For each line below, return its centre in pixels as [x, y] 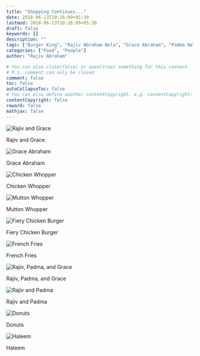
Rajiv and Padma [27, 301]
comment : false [25, 78]
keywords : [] [22, 34]
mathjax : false [25, 111]
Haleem [16, 348]
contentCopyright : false [37, 100]
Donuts [15, 324]
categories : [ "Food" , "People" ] [46, 51]
